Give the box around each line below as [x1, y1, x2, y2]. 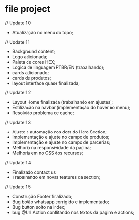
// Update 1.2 [5, 89, 31, 95]
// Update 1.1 [5, 39, 30, 45]
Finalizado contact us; [12, 169, 57, 175]
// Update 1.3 [5, 119, 31, 125]
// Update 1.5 [5, 184, 31, 190]
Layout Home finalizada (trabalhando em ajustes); [12, 99, 113, 105]
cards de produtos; [12, 75, 51, 81]
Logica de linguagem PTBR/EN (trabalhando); [12, 64, 105, 70]
